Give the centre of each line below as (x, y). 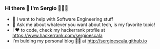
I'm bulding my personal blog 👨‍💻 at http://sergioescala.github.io (79, 41)
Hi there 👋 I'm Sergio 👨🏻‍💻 (37, 8)
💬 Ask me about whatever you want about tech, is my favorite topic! (84, 24)
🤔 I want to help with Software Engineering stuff (63, 19)
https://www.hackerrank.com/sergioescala (57, 36)
